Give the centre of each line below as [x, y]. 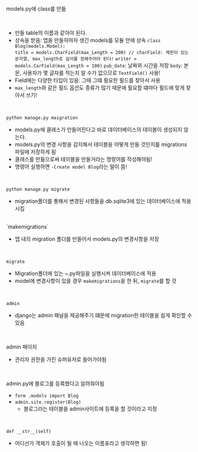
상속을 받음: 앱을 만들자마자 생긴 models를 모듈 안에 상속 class [87, 40]
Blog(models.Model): [40, 46]
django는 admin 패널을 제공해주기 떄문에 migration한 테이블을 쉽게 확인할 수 [103, 315]
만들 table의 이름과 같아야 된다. [51, 33]
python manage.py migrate [38, 189]
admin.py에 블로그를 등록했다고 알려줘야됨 [55, 383]
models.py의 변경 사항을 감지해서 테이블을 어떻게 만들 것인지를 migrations [101, 144]
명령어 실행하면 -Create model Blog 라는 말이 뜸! [71, 167]
